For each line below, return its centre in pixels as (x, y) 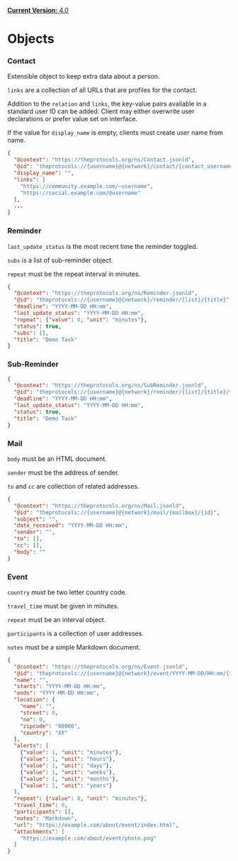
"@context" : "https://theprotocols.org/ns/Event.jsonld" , (101, 667)
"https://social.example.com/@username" (80, 193)
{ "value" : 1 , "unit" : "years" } (66, 785)
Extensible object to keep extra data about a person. (84, 77)
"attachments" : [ (39, 832)
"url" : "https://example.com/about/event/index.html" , (96, 825)
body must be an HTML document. (57, 459)
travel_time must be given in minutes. (63, 606)
